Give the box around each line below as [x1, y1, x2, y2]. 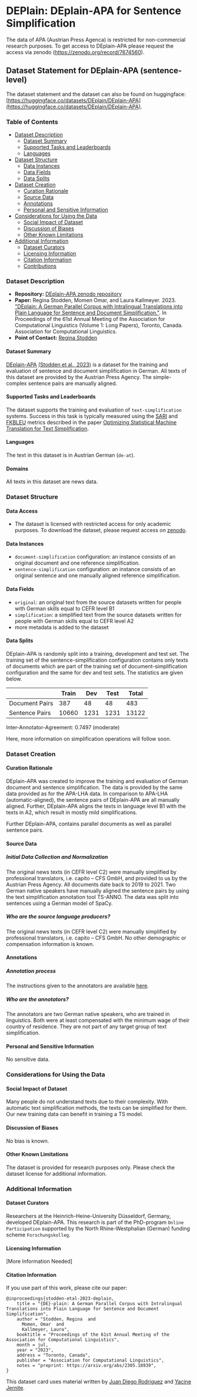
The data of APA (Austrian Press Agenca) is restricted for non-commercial [6, 36, 186, 43]
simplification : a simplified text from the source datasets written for [14, 611, 182, 618]
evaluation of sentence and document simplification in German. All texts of [6, 367, 187, 374]
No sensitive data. [6, 1056, 50, 1063]
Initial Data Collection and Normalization [6, 854, 108, 861]
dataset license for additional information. [6, 1170, 107, 1177]
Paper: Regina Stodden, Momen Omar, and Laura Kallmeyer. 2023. [14, 297, 176, 304]
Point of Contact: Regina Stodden [14, 334, 98, 341]
